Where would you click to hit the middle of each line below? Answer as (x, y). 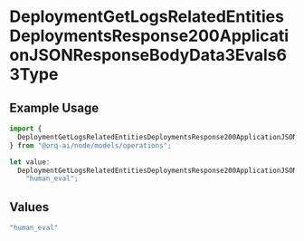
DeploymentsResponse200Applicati (149, 36)
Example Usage (54, 107)
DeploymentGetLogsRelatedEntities (147, 17)
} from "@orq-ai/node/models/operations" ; (90, 145)
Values (29, 207)
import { (26, 129)
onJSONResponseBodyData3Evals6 (148, 55)
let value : (30, 162)
